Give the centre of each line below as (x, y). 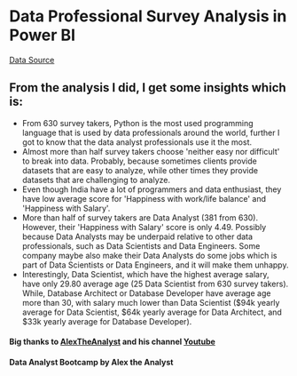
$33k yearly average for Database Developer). (107, 321)
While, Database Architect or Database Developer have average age (146, 293)
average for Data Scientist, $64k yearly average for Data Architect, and (152, 312)
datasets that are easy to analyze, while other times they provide (140, 170)
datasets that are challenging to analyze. (96, 180)
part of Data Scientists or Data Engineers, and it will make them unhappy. (155, 265)
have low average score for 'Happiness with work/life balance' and (144, 198)
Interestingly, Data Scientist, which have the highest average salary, (145, 274)
